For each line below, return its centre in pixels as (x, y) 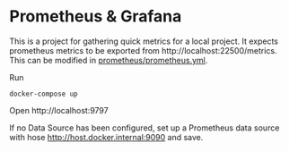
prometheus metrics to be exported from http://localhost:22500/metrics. (143, 50)
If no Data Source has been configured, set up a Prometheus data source (144, 128)
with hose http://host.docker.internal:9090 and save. (106, 137)
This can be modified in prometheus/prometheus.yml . (109, 60)
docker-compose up (44, 94)
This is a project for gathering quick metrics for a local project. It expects (144, 41)
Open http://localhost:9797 (59, 110)
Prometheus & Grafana (96, 17)
